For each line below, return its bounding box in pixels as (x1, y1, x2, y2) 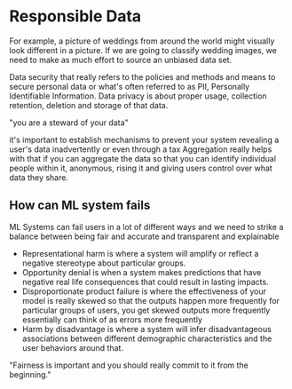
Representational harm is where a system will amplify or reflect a (21, 248, 259, 258)
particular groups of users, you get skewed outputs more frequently (21, 305, 271, 315)
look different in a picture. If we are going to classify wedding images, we (9, 44, 277, 55)
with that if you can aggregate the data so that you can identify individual (9, 153, 277, 163)
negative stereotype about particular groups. (21, 258, 186, 268)
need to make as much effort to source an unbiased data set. (9, 54, 233, 65)
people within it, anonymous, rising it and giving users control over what (9, 163, 272, 173)
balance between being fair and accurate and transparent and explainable (9, 231, 280, 242)
